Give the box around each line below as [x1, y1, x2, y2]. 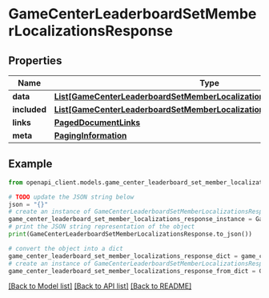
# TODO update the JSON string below [8, 193, 134, 201]
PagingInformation [54, 130, 127, 141]
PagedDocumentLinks [54, 117, 141, 128]
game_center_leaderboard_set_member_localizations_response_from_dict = [8, 267, 256, 275]
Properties [8, 54, 62, 67]
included [12, 104, 46, 115]
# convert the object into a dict [8, 244, 124, 252]
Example [8, 157, 53, 171]
